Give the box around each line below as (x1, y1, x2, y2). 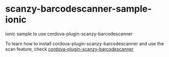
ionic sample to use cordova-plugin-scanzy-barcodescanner (5, 31, 133, 37)
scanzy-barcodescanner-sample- (5, 3, 152, 15)
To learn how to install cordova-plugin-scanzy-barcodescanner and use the (5, 40, 164, 46)
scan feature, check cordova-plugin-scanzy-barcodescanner (5, 46, 134, 52)
